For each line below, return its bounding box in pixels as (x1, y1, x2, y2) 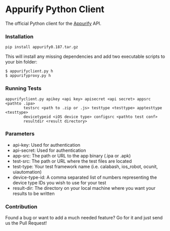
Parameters (5, 130, 35, 138)
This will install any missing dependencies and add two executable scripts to (5, 53, 165, 59)
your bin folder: (5, 59, 38, 65)
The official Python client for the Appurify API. (5, 20, 101, 26)
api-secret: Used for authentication (12, 147, 86, 153)
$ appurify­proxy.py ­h (5, 73, 51, 78)
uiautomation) (12, 169, 42, 175)
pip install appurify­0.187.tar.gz (5, 45, 79, 50)
